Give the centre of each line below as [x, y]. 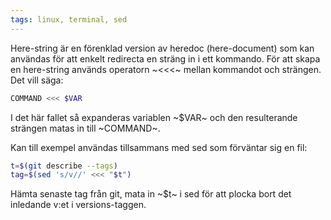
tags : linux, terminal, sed [69, 19]
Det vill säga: [37, 80]
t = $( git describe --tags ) [64, 166]
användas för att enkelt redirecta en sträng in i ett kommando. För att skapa [165, 58]
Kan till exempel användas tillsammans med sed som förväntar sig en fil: [159, 147]
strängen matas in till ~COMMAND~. [85, 128]
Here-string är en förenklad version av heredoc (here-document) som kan [162, 48]
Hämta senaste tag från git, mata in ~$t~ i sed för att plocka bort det [151, 194]
